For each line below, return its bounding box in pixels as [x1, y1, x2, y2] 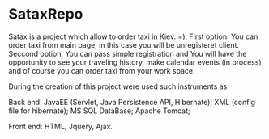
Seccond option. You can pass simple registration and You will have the [8, 48, 247, 58]
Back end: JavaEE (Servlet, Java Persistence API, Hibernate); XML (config [8, 97, 256, 107]
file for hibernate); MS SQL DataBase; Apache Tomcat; [8, 106, 190, 116]
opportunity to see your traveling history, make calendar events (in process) [8, 57, 262, 67]
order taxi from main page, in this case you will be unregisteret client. [8, 40, 240, 49]
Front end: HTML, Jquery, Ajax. [8, 121, 113, 131]
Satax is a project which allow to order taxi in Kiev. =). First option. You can [8, 32, 258, 41]
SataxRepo [8, 5, 83, 23]
